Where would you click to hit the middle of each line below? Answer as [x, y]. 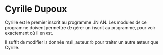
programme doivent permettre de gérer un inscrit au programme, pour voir [80, 27]
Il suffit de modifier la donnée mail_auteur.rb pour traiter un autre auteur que [82, 42]
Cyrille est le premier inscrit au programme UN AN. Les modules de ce [76, 22]
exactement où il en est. [29, 33]
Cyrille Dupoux [36, 9]
